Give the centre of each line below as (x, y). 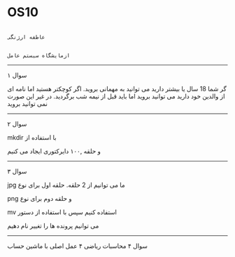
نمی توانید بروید (27, 103)
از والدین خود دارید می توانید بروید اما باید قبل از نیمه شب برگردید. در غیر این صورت (116, 96)
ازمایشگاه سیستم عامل (39, 55)
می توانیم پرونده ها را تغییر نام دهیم (53, 225)
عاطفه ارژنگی (26, 37)
